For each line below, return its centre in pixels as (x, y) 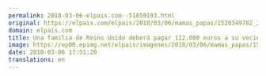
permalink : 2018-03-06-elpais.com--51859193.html (92, 15)
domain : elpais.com (40, 30)
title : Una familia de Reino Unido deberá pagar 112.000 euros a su (123, 38)
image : (19, 45)
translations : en (37, 60)
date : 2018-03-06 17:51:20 (53, 52)
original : (25, 23)
